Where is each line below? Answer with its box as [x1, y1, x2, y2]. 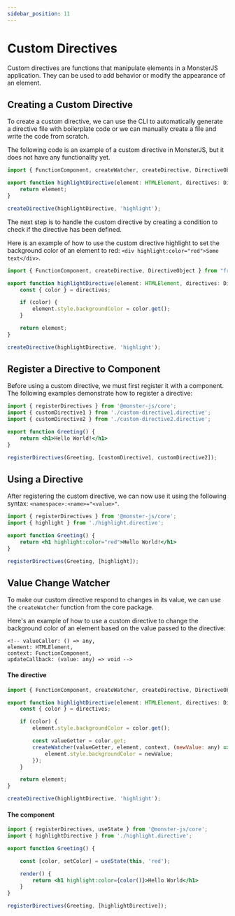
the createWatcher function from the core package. [7, 603, 154, 611]
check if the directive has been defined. [7, 225, 122, 233]
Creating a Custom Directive [7, 99, 134, 111]
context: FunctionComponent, [7, 650, 92, 657]
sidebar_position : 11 [7, 10, 71, 18]
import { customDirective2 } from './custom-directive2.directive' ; [7, 416, 211, 423]
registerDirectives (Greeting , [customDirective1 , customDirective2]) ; [7, 454, 218, 461]
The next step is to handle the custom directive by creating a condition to [7, 218, 218, 226]
